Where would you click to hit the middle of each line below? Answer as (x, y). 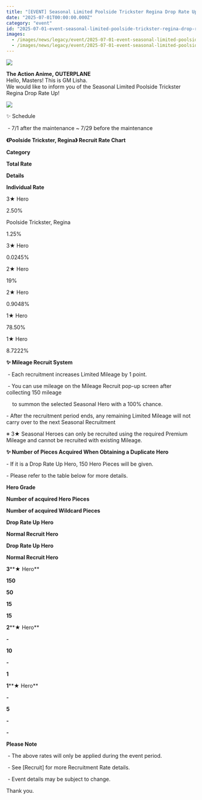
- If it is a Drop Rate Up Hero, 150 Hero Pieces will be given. (80, 464)
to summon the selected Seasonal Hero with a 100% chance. (87, 404)
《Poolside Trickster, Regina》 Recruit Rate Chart (66, 140)
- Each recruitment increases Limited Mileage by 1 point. (77, 374)
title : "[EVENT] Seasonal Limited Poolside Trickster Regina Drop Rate (98, 12)
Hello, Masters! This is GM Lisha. (47, 80)
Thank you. (20, 790)
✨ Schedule (21, 116)
